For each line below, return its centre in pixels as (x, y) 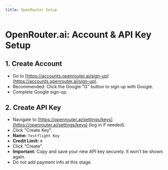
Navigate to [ (26, 120)
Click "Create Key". (32, 130)
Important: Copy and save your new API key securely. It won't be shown (88, 151)
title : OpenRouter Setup (31, 10)
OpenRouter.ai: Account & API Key (78, 34)
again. (19, 157)
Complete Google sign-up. (40, 92)
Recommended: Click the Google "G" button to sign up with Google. (83, 86)
